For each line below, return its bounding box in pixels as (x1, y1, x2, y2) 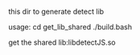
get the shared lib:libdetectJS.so (8, 37, 116, 47)
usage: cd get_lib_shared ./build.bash (8, 22, 133, 31)
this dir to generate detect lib (8, 7, 105, 16)
